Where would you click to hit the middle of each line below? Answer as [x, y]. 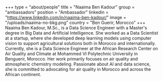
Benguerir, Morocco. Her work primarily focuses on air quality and [71, 59]
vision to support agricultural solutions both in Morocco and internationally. [81, 43]
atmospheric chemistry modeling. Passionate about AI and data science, [78, 64]
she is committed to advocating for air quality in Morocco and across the [78, 69]
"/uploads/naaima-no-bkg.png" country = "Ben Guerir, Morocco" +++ [75, 22]
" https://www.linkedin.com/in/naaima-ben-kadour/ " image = [66, 17]
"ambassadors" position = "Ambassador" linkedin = [57, 12]
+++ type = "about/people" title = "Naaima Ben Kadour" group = [70, 7]
